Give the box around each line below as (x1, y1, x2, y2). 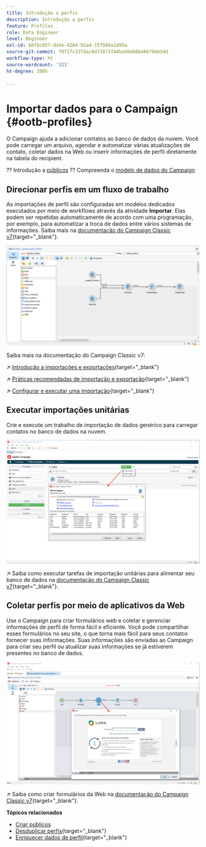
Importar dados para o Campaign (6, 102, 178, 116)
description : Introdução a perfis (6, 16, 95, 23)
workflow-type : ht (6, 55, 53, 61)
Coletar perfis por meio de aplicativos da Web (6, 600, 185, 611)
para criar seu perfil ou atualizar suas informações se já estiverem (6, 643, 174, 650)
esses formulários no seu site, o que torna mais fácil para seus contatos (6, 629, 188, 637)
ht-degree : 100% (6, 68, 48, 74)
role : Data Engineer (6, 29, 59, 36)
